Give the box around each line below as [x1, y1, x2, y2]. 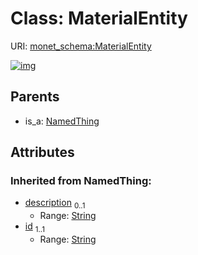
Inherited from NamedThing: [10, 174, 152, 188]
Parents [10, 88, 60, 106]
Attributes [10, 144, 75, 161]
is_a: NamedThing [24, 115, 100, 127]
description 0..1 [24, 197, 86, 211]
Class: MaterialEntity [10, 7, 188, 30]
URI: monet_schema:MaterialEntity [10, 40, 152, 52]
